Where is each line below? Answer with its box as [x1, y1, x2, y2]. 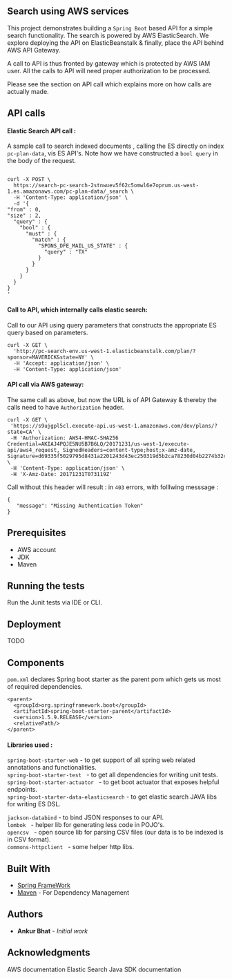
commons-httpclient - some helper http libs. [7, 843, 135, 851]
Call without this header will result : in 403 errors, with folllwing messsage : [7, 483, 219, 491]
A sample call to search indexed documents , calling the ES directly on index [7, 142, 224, 151]
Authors [7, 909, 43, 920]
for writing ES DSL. [7, 800, 61, 808]
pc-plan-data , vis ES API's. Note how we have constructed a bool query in [7, 149, 219, 158]
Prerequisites [7, 527, 66, 539]
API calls [7, 107, 46, 120]
